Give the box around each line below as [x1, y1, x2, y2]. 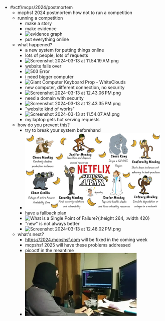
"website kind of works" [25, 106, 75, 112]
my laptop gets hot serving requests [25, 117, 100, 122]
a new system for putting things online [25, 47, 104, 53]
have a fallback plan [25, 210, 67, 216]
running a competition [17, 15, 63, 21]
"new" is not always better [25, 221, 80, 227]
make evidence [25, 26, 57, 32]
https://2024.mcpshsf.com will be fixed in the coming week [25, 236, 148, 243]
